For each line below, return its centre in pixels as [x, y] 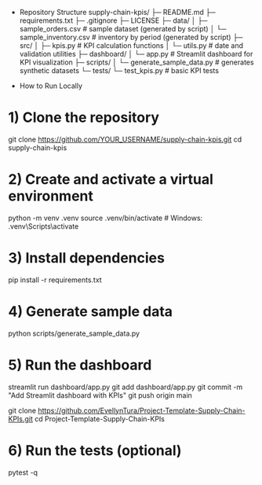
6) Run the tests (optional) [95, 450]
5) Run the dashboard [80, 365]
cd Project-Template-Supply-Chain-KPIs [100, 419]
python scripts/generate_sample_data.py [74, 333]
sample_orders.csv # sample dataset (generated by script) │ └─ [123, 29]
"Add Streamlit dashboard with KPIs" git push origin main [100, 395]
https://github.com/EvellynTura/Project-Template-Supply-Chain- [142, 410]
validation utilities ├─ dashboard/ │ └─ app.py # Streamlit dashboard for [136, 54]
